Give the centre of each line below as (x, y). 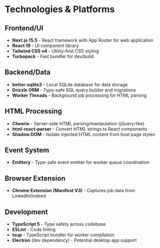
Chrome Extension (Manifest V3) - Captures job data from (73, 191)
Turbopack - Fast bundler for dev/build (53, 56)
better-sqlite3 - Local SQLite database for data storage (70, 84)
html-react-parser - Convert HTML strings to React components (79, 129)
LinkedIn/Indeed (29, 196)
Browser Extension (35, 178)
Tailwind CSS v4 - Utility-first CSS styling (56, 51)
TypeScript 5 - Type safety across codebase (59, 224)
